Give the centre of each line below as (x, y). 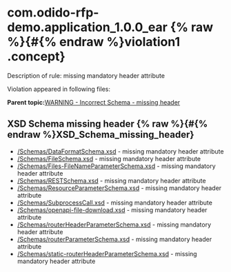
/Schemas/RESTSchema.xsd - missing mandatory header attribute (111, 180)
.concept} (36, 57)
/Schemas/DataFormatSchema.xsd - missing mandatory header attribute (120, 151)
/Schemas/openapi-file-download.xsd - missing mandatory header (112, 210)
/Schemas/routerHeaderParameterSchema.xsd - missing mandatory (114, 224)
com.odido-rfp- (53, 13)
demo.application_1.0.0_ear (87, 27)
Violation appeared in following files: (59, 89)
